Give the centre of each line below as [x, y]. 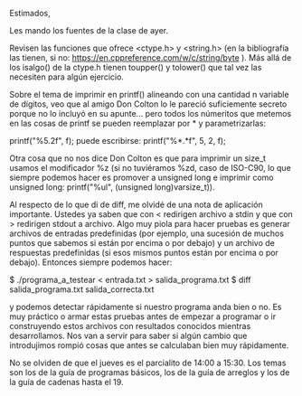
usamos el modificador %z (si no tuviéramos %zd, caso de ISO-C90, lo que [150, 168]
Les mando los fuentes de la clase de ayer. [89, 30]
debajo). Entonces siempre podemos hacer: [91, 262]
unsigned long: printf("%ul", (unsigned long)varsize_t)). [112, 187]
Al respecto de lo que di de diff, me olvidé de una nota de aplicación [137, 204]
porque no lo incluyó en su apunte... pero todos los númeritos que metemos [151, 113]
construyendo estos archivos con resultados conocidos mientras [130, 326]
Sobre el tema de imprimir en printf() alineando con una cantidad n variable [149, 94]
